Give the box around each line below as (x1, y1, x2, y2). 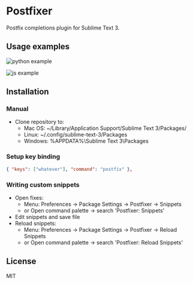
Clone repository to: (14, 119, 65, 126)
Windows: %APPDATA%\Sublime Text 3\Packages (23, 137, 149, 145)
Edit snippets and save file (14, 213, 80, 220)
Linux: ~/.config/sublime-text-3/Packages (23, 131, 128, 138)
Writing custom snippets (6, 181, 80, 189)
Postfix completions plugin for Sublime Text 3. (6, 24, 120, 31)
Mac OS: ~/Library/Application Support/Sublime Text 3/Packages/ (23, 125, 187, 132)
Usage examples (6, 42, 70, 52)
